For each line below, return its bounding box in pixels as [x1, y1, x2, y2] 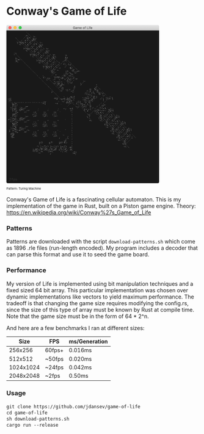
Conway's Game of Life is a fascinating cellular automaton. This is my [6, 195, 181, 203]
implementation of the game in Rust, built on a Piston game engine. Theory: [6, 202, 197, 209]
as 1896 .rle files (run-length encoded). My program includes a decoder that [6, 244, 199, 251]
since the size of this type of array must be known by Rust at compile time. [6, 306, 194, 313]
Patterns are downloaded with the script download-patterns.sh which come [6, 238, 195, 245]
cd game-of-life [6, 410, 48, 416]
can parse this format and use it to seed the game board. [6, 251, 150, 258]
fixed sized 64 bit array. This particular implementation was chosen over [6, 286, 188, 294]
